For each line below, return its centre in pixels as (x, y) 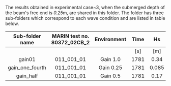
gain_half (27, 76)
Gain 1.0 (110, 59)
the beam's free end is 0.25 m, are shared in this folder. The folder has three (84, 13)
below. (12, 23)
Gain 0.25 (110, 67)
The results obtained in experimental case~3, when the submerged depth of (85, 7)
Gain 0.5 (110, 76)
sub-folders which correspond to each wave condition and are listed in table (85, 18)
